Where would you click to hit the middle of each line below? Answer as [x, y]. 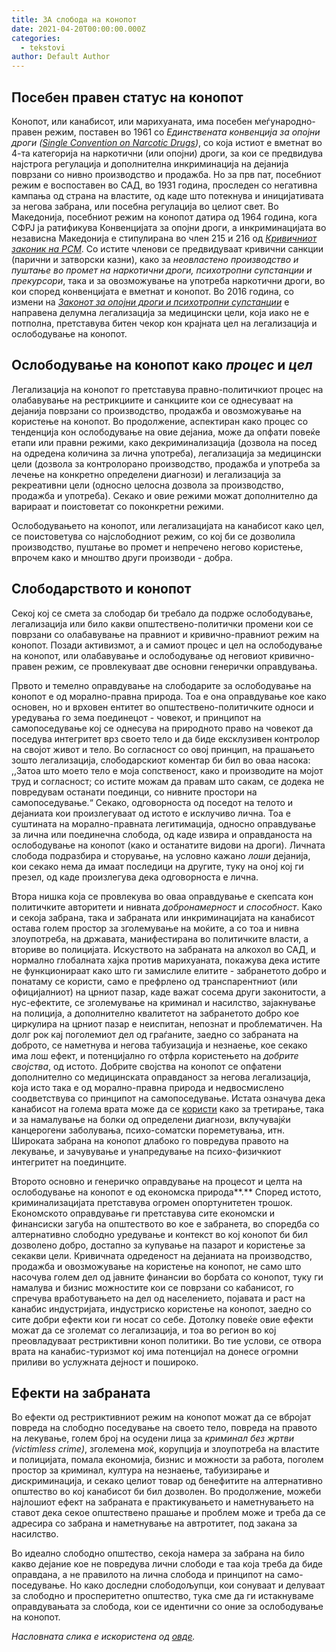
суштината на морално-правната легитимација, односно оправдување [163, 823]
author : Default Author [61, 57]
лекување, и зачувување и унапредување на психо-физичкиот [146, 1151]
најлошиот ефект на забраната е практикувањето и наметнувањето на [162, 1502]
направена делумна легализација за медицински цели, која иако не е [160, 312]
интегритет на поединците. [69, 1162]
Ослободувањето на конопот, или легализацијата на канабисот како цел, [168, 525]
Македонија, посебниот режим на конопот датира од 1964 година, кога [164, 217]
